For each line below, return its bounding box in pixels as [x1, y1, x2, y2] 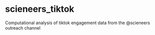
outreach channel [5, 25, 41, 31]
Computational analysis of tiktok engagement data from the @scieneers [5, 20, 151, 26]
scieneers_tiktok [5, 3, 75, 15]
